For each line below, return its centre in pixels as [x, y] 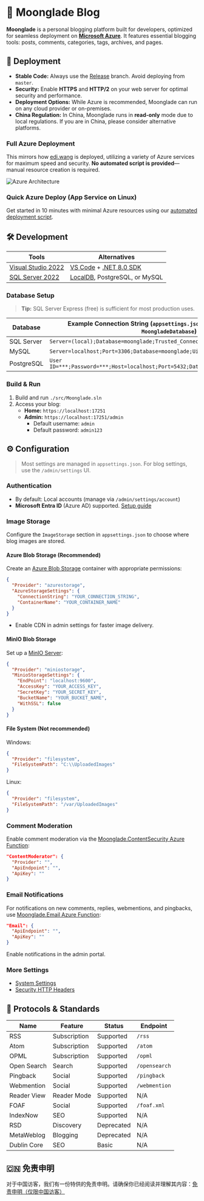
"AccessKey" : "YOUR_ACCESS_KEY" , [59, 687]
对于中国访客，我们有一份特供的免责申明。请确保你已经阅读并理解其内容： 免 [102, 1184]
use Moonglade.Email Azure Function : [54, 914]
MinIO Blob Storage [31, 639]
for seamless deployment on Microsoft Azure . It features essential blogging [101, 35]
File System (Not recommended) [48, 729]
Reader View [28, 1096]
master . [24, 82]
